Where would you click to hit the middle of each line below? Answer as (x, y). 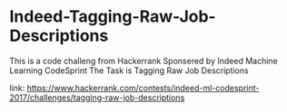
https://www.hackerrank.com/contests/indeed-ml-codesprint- (143, 88)
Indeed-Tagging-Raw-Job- (113, 17)
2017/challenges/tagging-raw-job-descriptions (97, 98)
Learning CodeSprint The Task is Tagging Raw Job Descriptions (129, 70)
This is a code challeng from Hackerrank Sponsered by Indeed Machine (144, 61)
